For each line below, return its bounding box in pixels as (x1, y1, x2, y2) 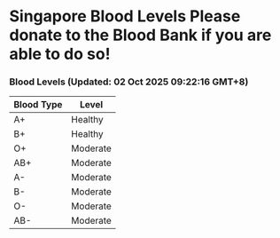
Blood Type (13, 99, 63, 111)
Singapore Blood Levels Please (9, 6, 241, 27)
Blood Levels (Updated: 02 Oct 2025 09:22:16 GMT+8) (9, 75, 249, 88)
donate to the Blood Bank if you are (9, 25, 272, 45)
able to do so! (9, 44, 111, 64)
